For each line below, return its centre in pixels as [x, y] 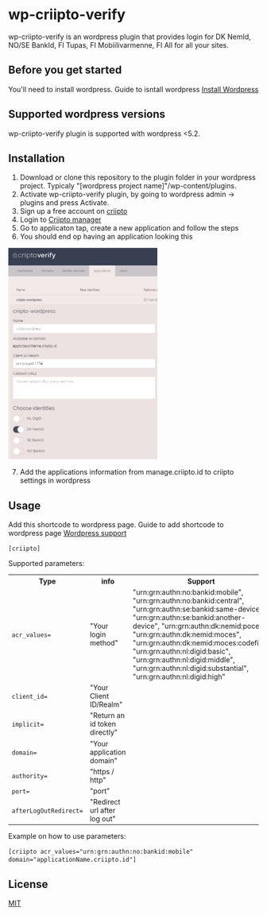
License [28, 884]
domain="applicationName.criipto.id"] [72, 860]
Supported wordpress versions [87, 114]
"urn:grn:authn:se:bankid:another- [189, 617]
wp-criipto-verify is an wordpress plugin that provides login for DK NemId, [130, 37]
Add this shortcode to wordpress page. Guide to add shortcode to [116, 525]
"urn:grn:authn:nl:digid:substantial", [190, 668]
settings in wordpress [55, 481]
